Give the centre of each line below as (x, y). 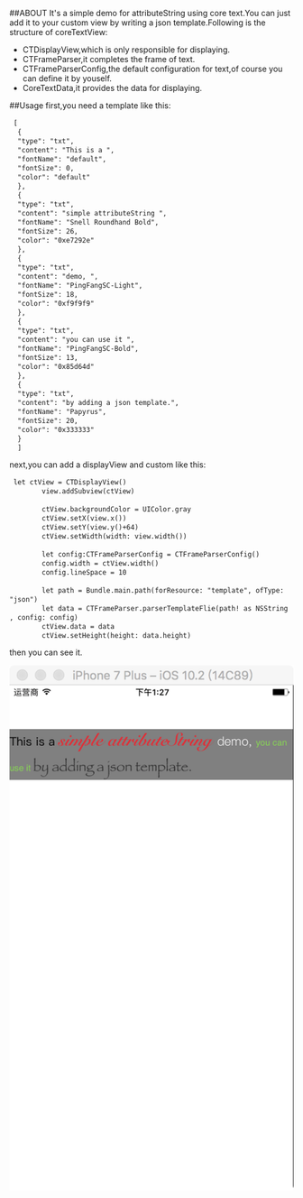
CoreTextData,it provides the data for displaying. (112, 88)
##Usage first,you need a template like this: (90, 106)
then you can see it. (46, 652)
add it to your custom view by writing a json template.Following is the (138, 23)
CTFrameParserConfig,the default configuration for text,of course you (152, 69)
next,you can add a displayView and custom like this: (108, 465)
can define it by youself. (67, 78)
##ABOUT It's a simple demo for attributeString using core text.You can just (150, 13)
